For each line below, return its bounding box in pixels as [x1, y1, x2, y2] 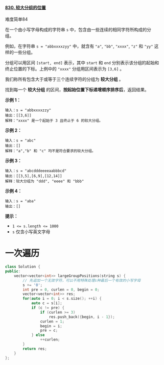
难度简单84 [5, 16, 28, 22]
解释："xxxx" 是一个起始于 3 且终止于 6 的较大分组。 [5, 118, 103, 123]
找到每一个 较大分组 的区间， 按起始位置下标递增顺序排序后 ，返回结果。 [5, 87, 149, 93]
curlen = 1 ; [40, 319, 65, 324]
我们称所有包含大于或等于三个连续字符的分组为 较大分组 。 [5, 76, 123, 82]
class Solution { [5, 265, 41, 269]
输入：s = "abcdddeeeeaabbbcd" [5, 169, 67, 173]
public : [5, 269, 21, 274]
